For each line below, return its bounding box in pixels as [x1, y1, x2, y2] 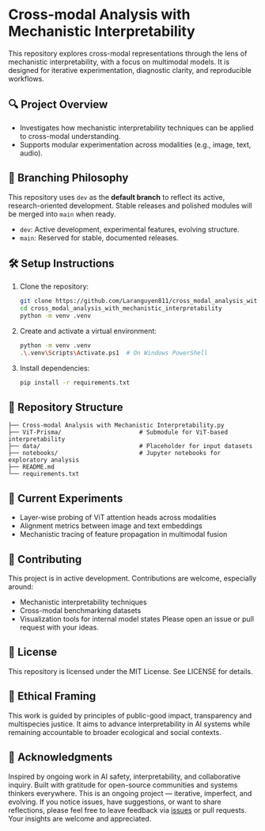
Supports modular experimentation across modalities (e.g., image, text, [19, 140, 252, 149]
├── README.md [8, 463, 55, 471]
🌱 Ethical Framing [8, 690, 97, 703]
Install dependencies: [19, 363, 90, 373]
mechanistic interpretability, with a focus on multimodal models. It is [8, 57, 230, 67]
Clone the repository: [19, 281, 89, 291]
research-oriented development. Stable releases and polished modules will [8, 201, 253, 210]
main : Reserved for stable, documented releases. [19, 232, 179, 243]
